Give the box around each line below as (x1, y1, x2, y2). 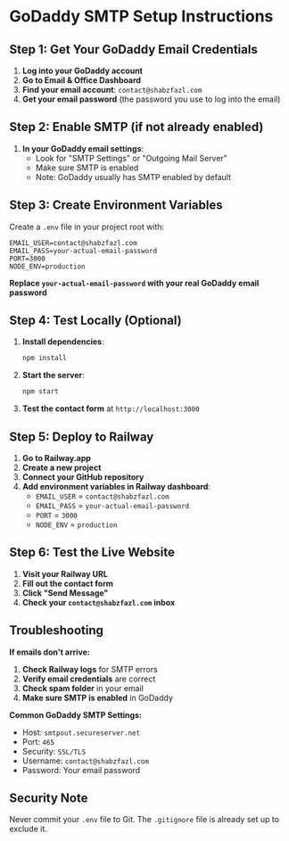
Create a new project (21, 462, 102, 473)
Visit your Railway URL (21, 568, 109, 579)
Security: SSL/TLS (21, 746, 87, 756)
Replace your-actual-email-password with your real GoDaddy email (9, 277, 260, 288)
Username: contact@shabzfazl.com (21, 755, 150, 766)
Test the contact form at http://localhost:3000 (21, 403, 200, 414)
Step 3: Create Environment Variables (9, 198, 223, 213)
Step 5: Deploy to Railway (9, 429, 154, 444)
